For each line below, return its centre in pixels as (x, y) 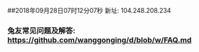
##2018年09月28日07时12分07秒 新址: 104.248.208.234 (90, 10)
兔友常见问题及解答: (42, 31)
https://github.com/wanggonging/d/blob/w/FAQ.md (99, 40)
